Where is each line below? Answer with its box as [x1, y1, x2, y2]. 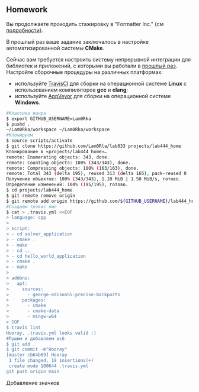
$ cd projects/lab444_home [6, 187, 73, 193]
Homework [6, 5, 48, 15]
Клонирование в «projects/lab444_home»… [6, 148, 108, 154]
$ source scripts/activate [6, 138, 73, 144]
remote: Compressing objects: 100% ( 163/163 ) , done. [6, 165, 139, 171]
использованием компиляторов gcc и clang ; [14, 86, 129, 93]
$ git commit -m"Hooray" [6, 346, 68, 352]
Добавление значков [6, 379, 60, 386]
